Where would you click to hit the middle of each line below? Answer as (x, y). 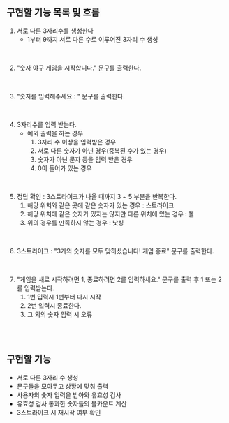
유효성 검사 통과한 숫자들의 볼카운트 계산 (72, 403)
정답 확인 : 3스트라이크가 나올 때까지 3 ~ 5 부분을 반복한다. (97, 196)
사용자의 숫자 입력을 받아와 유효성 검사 (69, 395)
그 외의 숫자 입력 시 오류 (60, 314)
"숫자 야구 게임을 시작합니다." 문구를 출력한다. (79, 68)
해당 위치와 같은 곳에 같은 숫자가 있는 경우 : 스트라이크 (101, 205)
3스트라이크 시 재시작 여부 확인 (59, 412)
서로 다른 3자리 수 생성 (47, 377)
